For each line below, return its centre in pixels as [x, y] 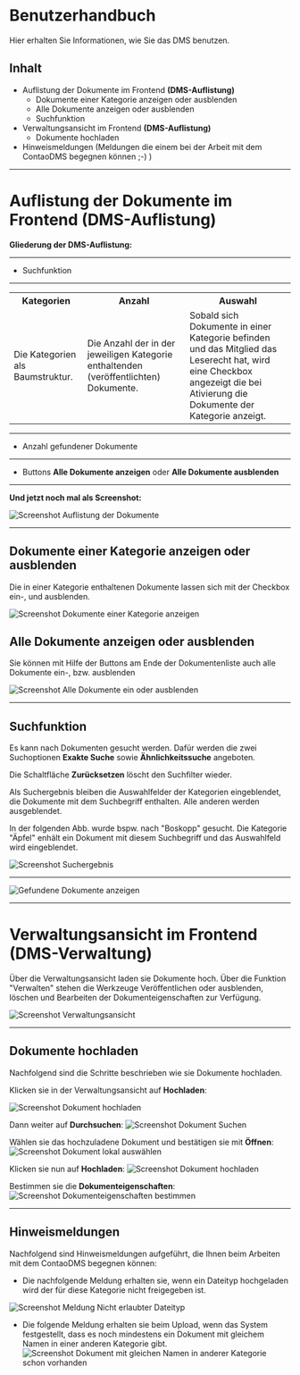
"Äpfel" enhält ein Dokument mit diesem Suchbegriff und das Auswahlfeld [145, 838]
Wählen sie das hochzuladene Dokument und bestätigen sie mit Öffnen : [142, 1142]
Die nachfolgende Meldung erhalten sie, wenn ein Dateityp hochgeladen [155, 1280]
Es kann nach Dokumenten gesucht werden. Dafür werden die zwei [133, 748]
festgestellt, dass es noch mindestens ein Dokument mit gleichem [143, 1334]
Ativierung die [218, 393]
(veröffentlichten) [124, 376]
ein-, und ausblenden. [50, 596]
